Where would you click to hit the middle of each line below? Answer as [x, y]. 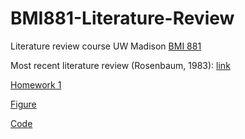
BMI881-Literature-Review [122, 18]
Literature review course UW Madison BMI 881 [106, 46]
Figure [23, 104]
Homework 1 [36, 84]
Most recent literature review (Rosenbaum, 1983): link [120, 65]
